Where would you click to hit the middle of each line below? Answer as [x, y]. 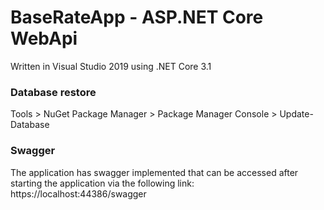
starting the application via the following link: [102, 183]
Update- [296, 114]
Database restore [53, 92]
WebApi [44, 38]
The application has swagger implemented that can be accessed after [154, 172]
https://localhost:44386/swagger [78, 193]
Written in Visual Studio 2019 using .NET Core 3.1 [111, 66]
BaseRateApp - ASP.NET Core [137, 17]
